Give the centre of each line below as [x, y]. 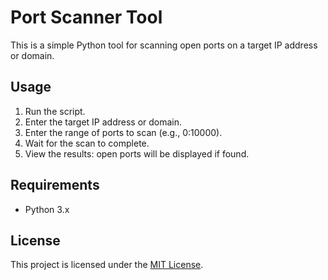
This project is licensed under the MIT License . [107, 265]
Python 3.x [47, 209]
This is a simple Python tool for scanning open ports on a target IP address [164, 45]
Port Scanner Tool [86, 17]
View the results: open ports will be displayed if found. [137, 153]
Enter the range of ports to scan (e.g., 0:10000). [123, 132]
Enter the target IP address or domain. [103, 122]
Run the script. [55, 111]
